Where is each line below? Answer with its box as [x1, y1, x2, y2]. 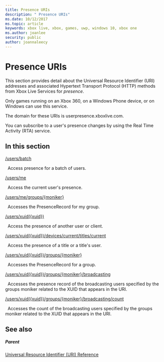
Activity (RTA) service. [5, 127, 51, 133]
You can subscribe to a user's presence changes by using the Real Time [5, 122, 154, 128]
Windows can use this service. [5, 103, 68, 109]
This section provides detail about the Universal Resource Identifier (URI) [5, 78, 155, 84]
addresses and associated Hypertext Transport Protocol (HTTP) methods [5, 83, 156, 89]
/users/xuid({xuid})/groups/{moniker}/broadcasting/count [5, 296, 124, 302]
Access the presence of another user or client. [7, 223, 103, 229]
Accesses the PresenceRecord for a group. [7, 261, 96, 267]
